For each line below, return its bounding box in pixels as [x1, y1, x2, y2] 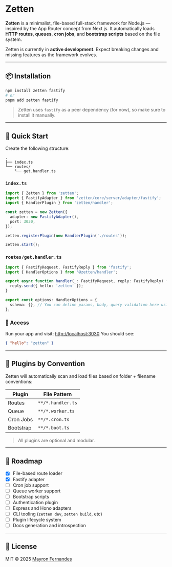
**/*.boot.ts [37, 425, 70, 430]
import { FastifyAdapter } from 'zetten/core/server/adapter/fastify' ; [5, 195, 161, 201]
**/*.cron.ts [37, 416, 70, 422]
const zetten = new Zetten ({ [5, 210, 68, 215]
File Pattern [43, 391, 72, 398]
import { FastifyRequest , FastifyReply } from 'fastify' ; [5, 264, 132, 270]
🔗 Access [5, 319, 29, 326]
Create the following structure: [5, 145, 70, 151]
